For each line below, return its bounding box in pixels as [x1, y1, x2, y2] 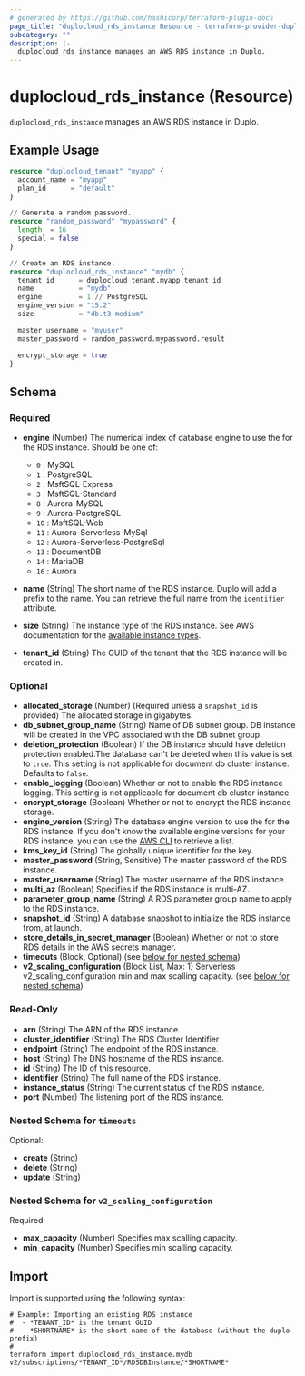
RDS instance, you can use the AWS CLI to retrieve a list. [22, 835, 234, 846]
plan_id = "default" [17, 184, 116, 193]
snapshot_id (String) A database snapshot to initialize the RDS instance [22, 912, 290, 923]
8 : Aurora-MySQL [35, 498, 104, 509]
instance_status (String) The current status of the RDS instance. [22, 1082, 265, 1092]
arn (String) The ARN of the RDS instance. [22, 1023, 181, 1034]
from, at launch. [22, 922, 83, 933]
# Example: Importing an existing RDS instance [9, 1311, 193, 1320]
